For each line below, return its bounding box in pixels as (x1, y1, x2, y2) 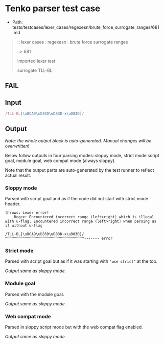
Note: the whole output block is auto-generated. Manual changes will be (5, 138, 152, 143)
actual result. (5, 172, 31, 178)
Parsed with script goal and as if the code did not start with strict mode (5, 196, 148, 202)
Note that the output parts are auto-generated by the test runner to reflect (5, 167, 154, 173)
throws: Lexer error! (5, 210, 49, 215)
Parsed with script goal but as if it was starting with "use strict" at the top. (5, 258, 158, 264)
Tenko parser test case (5, 3, 100, 14)
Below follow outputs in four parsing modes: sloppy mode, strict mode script (5, 152, 160, 158)
